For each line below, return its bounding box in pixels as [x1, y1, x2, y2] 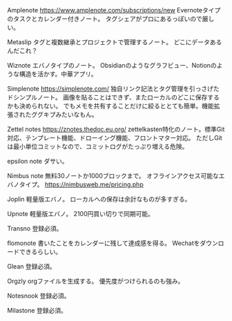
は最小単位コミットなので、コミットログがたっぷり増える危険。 [7, 142, 188, 150]
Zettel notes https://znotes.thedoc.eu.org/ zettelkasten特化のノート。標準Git [7, 125, 225, 133]
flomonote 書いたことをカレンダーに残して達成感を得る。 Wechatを [7, 239, 200, 247]
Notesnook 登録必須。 [7, 292, 70, 300]
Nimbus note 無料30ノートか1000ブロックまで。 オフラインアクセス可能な [7, 172, 219, 179]
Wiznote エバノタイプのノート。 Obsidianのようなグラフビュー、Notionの [7, 61, 217, 69]
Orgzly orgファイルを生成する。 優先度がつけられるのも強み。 [7, 277, 184, 285]
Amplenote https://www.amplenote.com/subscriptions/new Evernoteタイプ [7, 6, 221, 14]
